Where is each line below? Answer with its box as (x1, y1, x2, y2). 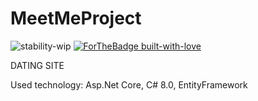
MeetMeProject (10, 7, 142, 30)
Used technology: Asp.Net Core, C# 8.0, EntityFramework (10, 78, 248, 91)
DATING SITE (10, 59, 65, 71)
